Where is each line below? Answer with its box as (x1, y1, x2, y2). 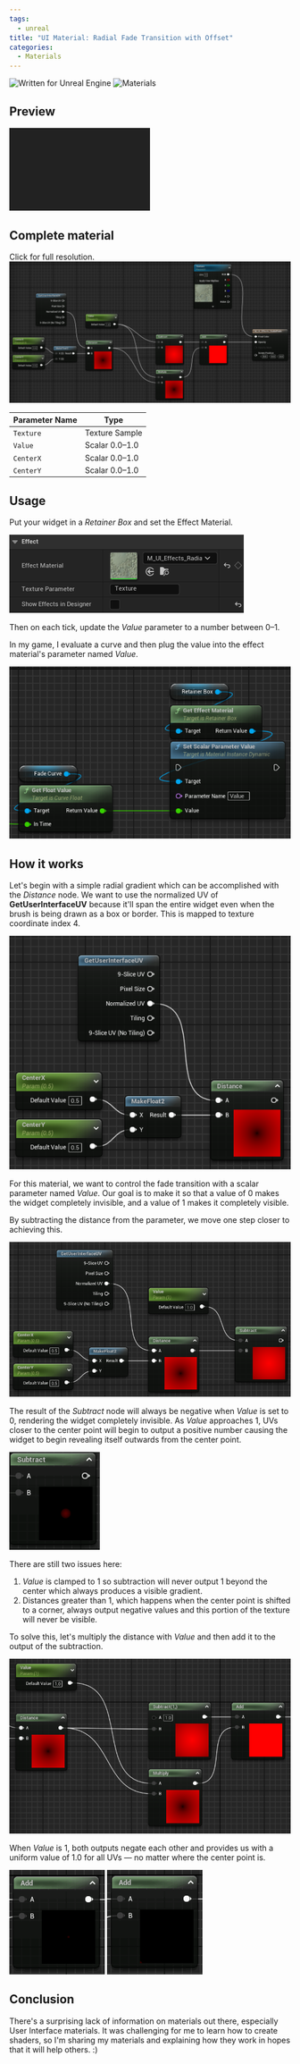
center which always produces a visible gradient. (21, 1585, 203, 1596)
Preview (9, 104, 56, 119)
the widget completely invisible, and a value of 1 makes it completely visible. (9, 1197, 289, 1208)
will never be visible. (21, 1613, 98, 1624)
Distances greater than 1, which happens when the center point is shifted (21, 1595, 291, 1605)
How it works (9, 856, 84, 872)
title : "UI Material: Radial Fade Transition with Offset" (9, 33, 234, 42)
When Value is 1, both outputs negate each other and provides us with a (9, 1842, 274, 1853)
